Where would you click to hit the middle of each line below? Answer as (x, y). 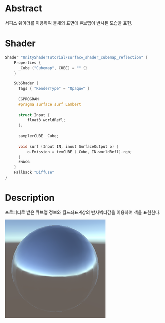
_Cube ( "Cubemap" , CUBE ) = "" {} (53, 68)
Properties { (28, 63)
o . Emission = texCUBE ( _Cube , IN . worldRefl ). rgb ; (80, 152)
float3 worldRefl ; (46, 120)
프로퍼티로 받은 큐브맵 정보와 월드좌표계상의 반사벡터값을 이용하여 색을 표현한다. (83, 212)
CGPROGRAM (28, 99)
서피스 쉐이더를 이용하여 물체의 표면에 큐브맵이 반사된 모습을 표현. (69, 23)
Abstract (24, 9)
